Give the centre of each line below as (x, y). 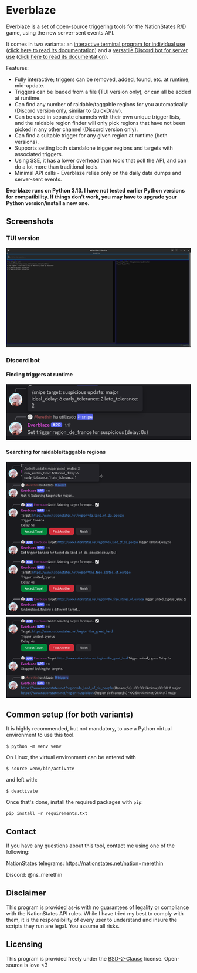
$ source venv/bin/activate (40, 769)
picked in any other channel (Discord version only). (76, 129)
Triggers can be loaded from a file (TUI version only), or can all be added (103, 92)
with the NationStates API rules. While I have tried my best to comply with (95, 913)
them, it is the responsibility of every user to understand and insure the (92, 920)
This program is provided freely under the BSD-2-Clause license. (84, 958)
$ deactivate (22, 791)
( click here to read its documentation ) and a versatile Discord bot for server (97, 50)
